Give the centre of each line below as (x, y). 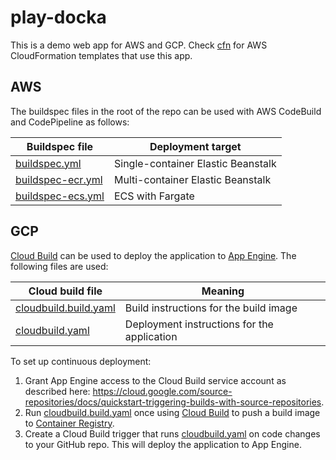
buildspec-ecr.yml (59, 179)
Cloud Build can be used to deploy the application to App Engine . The (153, 255)
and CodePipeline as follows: (70, 122)
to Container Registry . (69, 423)
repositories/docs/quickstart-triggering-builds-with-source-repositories (173, 402)
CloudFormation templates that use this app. (101, 55)
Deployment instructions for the (199, 324)
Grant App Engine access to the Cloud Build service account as (155, 380)
